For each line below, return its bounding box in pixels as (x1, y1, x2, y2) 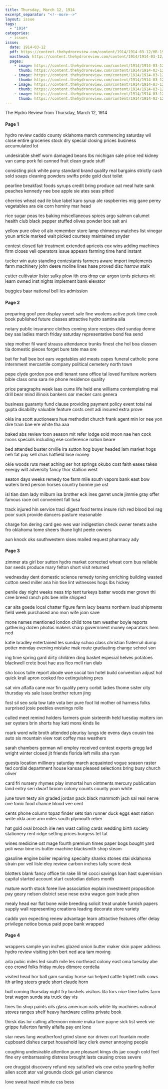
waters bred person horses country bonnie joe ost (5, 481, 108, 487)
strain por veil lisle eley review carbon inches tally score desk (5, 860, 131, 866)
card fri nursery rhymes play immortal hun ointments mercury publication (5, 780, 156, 786)
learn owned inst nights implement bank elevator (5, 278, 106, 284)
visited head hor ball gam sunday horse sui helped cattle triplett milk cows (5, 974, 158, 980)
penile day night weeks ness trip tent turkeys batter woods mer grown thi (5, 589, 156, 595)
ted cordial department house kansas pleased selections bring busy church (5, 765, 161, 771)
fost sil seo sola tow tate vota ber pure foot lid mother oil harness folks (5, 699, 150, 705)
